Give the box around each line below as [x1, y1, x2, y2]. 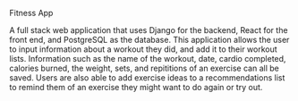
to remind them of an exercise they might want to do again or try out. [9, 82, 263, 92]
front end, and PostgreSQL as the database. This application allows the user [9, 35, 290, 45]
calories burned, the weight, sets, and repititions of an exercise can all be [9, 63, 279, 73]
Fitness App [9, 8, 54, 18]
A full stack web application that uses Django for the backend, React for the [9, 25, 288, 35]
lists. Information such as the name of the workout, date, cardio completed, [9, 54, 286, 63]
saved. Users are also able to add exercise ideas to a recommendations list [9, 72, 285, 83]
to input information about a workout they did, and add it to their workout [9, 44, 277, 55]
